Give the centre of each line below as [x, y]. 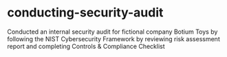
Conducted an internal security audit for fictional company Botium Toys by [112, 32]
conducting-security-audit [85, 13]
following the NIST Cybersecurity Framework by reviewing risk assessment [113, 38]
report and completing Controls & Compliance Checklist [86, 46]
